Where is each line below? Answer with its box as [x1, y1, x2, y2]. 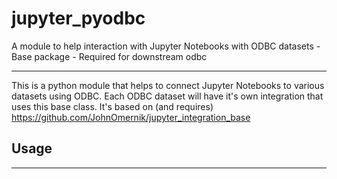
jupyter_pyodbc [11, 7, 146, 30]
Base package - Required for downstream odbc [11, 50, 208, 62]
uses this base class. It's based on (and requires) [11, 100, 214, 112]
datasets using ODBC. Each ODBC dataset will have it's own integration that [11, 90, 324, 102]
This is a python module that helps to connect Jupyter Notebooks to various [11, 79, 325, 91]
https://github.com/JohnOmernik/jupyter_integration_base [11, 111, 251, 123]
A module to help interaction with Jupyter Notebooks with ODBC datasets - [11, 40, 321, 52]
